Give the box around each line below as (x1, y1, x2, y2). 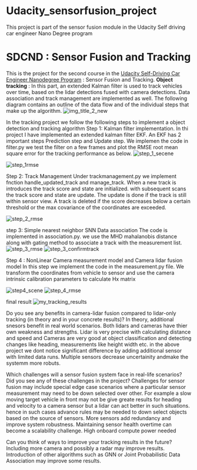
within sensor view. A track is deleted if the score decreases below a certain (6, 197, 191, 204)
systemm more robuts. (6, 360, 61, 367)
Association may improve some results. (6, 457, 101, 464)
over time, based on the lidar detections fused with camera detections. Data (6, 88, 190, 95)
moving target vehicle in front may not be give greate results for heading (6, 395, 182, 403)
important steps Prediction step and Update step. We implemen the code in (6, 137, 188, 145)
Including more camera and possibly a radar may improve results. (6, 445, 165, 452)
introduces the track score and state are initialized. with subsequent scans (6, 185, 186, 192)
